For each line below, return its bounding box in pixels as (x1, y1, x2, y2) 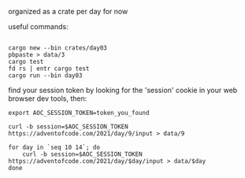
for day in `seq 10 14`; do (8, 143, 101, 151)
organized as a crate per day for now (8, 7, 128, 16)
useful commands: (8, 22, 69, 31)
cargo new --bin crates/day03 (8, 44, 108, 52)
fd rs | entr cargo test (8, 65, 90, 72)
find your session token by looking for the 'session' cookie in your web (8, 86, 238, 95)
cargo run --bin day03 (8, 72, 83, 80)
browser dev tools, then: (8, 94, 87, 103)
